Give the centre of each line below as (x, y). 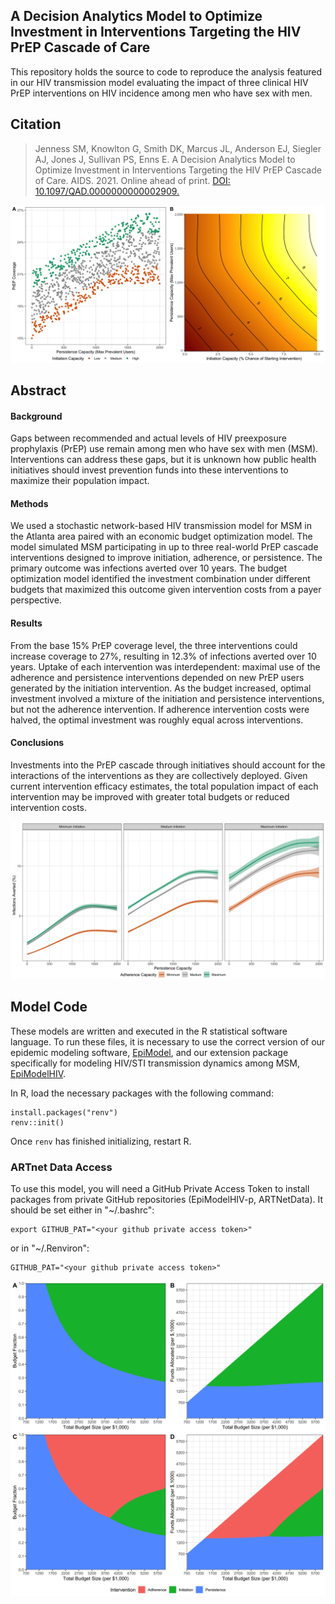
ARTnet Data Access (61, 1167)
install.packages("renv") (64, 1112)
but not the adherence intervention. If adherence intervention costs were (160, 709)
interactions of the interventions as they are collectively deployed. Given (159, 775)
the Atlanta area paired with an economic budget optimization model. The (161, 536)
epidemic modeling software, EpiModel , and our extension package (149, 1052)
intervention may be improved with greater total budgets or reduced (150, 796)
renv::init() (37, 1122)
